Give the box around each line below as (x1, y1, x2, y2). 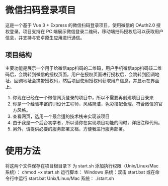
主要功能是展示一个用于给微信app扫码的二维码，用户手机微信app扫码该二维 (5, 65, 162, 71)
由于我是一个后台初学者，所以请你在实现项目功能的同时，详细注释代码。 (12, 119, 162, 125)
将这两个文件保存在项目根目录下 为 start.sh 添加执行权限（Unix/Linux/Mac (5, 162, 159, 168)
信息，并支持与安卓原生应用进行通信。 (5, 35, 85, 41)
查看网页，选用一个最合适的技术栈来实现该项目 (12, 113, 110, 119)
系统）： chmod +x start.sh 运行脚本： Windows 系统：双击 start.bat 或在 (5, 169, 155, 175)
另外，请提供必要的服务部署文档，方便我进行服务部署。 (12, 126, 127, 132)
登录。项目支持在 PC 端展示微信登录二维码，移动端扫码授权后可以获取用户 (9, 28, 164, 34)
